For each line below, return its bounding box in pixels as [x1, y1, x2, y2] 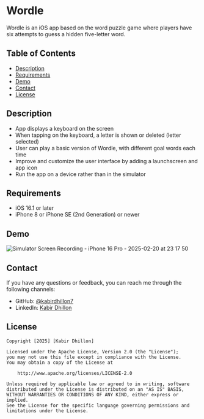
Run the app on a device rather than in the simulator [15, 170, 146, 178]
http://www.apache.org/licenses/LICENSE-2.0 [17, 370, 133, 376]
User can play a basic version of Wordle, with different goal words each [15, 144, 195, 152]
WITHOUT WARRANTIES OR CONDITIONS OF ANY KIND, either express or [6, 391, 179, 398]
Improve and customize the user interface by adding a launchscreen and [15, 157, 199, 164]
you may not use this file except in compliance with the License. [6, 354, 182, 360]
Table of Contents [6, 48, 76, 59]
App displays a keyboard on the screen [15, 125, 114, 132]
